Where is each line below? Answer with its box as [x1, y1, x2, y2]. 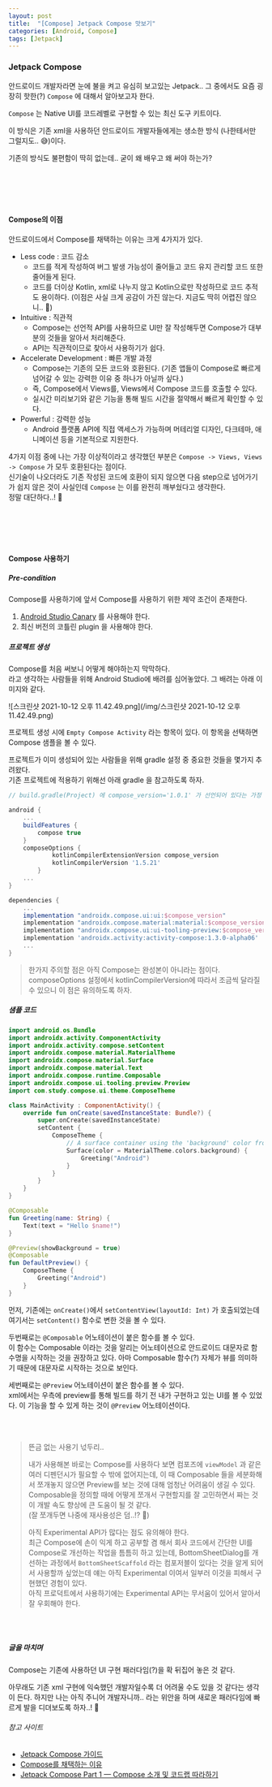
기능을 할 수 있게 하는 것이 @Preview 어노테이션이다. [27, 1400, 190, 1410]
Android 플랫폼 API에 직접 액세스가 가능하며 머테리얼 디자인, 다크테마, [32, 424, 253, 434]
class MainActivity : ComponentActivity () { [8, 1101, 161, 1110]
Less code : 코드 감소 [19, 251, 90, 261]
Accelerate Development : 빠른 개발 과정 [19, 353, 152, 362]
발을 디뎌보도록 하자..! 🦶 [23, 1703, 100, 1712]
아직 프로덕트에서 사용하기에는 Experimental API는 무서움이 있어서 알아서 [28, 1588, 261, 1598]
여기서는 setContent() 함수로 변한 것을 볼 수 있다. [8, 1315, 166, 1325]
